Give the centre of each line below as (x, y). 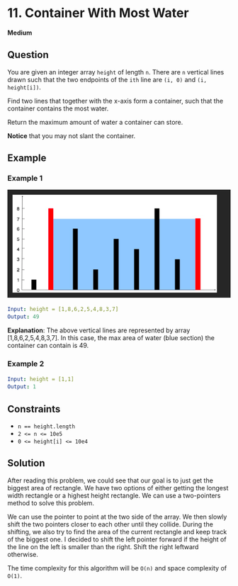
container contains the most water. (58, 108)
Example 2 (26, 364)
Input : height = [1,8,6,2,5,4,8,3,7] (63, 310)
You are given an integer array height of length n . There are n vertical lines (116, 72)
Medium (20, 33)
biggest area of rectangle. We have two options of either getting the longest (118, 488)
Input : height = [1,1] (41, 379)
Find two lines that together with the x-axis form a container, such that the (115, 101)
